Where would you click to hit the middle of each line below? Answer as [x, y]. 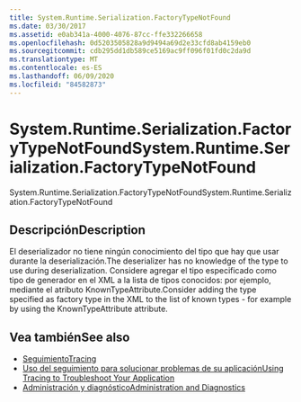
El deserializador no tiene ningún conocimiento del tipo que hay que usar [145, 252]
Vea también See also [70, 337]
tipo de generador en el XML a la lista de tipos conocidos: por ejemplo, [140, 281]
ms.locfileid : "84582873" [58, 85]
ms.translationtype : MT [54, 59]
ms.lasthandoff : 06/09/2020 [62, 76]
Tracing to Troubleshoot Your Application [98, 378]
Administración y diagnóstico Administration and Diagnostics [133, 388]
